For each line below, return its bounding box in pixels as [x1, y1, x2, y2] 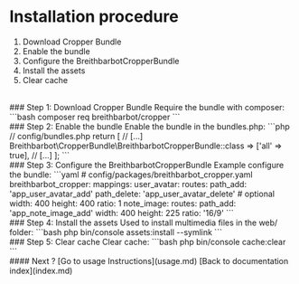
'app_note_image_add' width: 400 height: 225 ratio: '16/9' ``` [9, 207, 235, 218]
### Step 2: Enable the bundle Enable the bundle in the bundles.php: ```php [9, 120, 291, 132]
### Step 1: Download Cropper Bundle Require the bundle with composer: [9, 101, 285, 112]
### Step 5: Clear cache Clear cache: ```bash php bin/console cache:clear [9, 236, 286, 247]
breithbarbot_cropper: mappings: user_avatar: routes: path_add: [9, 178, 247, 189]
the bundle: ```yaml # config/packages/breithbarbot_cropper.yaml [9, 169, 253, 180]
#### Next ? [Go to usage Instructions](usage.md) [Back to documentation [9, 255, 289, 266]
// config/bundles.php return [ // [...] [9, 130, 144, 141]
